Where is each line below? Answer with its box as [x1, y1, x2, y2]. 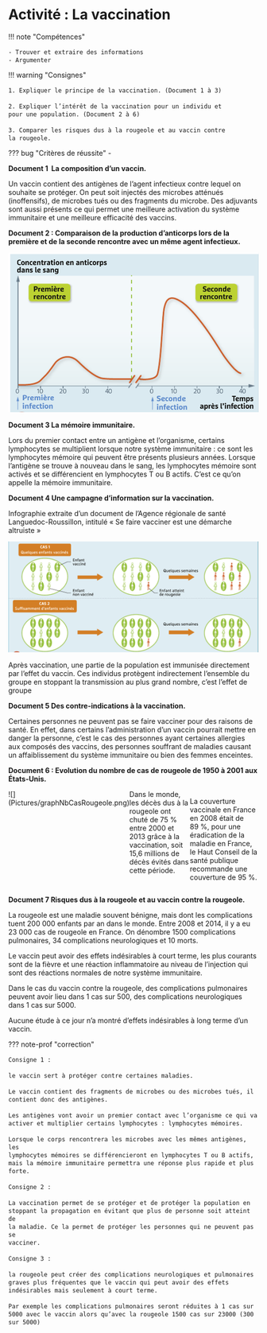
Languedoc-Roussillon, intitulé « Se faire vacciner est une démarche [8, 517, 232, 527]
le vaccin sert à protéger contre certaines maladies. [8, 1071, 194, 1079]
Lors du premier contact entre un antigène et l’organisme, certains [8, 436, 225, 445]
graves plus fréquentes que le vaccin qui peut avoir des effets [8, 1278, 229, 1286]
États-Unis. [8, 774, 47, 783]
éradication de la [189, 830, 245, 840]
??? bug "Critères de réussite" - [8, 148, 112, 157]
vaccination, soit [129, 840, 184, 849]
